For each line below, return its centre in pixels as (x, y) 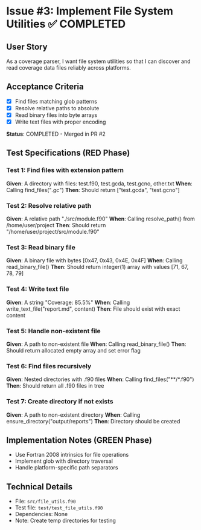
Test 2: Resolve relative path (49, 205)
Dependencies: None (41, 514)
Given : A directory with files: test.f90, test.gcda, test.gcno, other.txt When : (100, 184)
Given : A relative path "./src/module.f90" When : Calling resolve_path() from (101, 219)
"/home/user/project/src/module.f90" (53, 232)
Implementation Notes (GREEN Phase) (79, 440)
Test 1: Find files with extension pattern (65, 170)
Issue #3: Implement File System (90, 11)
